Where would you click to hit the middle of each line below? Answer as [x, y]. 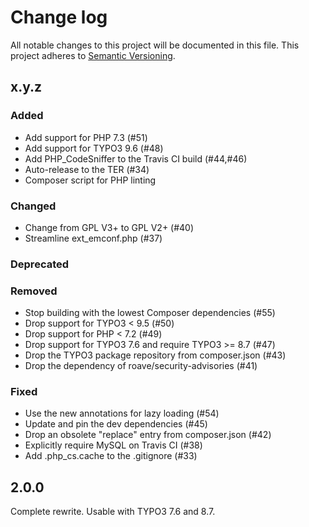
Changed [33, 206]
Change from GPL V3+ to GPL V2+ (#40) [109, 227]
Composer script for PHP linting [90, 180]
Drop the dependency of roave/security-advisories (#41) [141, 366]
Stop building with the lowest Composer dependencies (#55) [150, 313]
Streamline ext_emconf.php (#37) [93, 238]
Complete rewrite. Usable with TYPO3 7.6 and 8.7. [113, 512]
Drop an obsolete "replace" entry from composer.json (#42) [148, 435]
